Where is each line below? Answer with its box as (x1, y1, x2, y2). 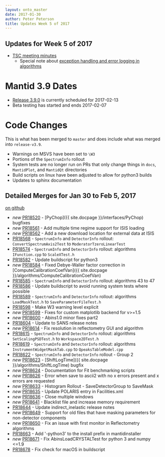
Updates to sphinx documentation (12, 177, 82, 183)
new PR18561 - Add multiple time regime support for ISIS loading (12, 225, 145, 231)
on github (5, 204, 25, 211)
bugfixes (12, 219, 31, 226)
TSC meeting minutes (12, 53, 57, 59)
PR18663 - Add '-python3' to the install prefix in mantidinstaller (12, 430, 141, 437)
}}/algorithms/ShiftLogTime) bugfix (12, 362, 84, 368)
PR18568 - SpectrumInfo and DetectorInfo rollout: (12, 235, 114, 241)
